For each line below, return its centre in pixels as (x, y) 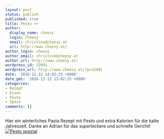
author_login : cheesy (27, 51)
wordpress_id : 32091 (26, 65)
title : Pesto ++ (22, 24)
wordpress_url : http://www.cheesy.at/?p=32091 (54, 70)
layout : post (19, 10)
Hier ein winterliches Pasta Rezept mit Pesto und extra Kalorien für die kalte (82, 121)
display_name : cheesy (32, 33)
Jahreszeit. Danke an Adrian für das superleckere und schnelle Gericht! (78, 126)
